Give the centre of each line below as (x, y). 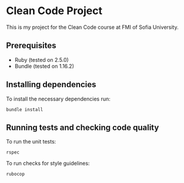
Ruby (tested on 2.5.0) (41, 59)
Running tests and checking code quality (83, 127)
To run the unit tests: (31, 142)
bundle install (25, 109)
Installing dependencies (51, 84)
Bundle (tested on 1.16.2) (44, 66)
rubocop (16, 174)
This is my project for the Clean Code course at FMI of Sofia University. (93, 27)
